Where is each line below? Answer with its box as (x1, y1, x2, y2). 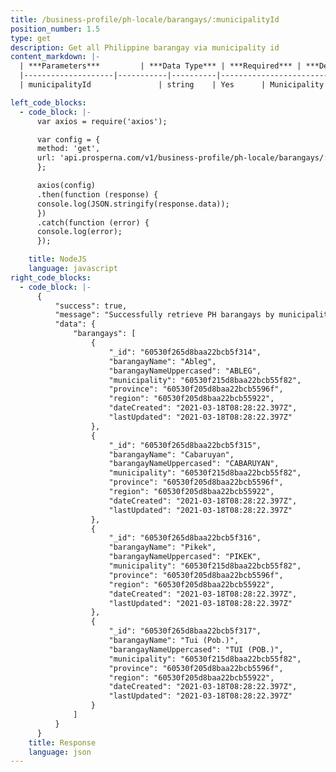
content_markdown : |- (10, 52, 101, 62)
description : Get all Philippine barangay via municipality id (10, 42, 280, 53)
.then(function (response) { (36, 189, 159, 200)
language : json (28, 747, 92, 757)
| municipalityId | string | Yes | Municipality (19, 80, 325, 90)
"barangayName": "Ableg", (108, 356, 217, 366)
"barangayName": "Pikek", (108, 542, 217, 553)
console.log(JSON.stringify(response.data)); (36, 199, 230, 209)
